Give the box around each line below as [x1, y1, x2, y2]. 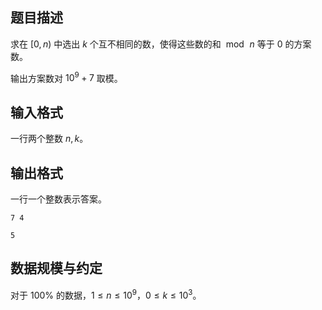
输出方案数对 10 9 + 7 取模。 [10, 70, 123, 84]
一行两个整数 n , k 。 [10, 133, 89, 145]
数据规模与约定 [10, 260, 103, 277]
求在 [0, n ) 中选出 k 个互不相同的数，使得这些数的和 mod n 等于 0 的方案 [10, 38, 312, 50]
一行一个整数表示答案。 [10, 193, 107, 205]
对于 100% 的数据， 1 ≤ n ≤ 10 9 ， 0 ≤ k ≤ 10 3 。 [10, 287, 202, 301]
